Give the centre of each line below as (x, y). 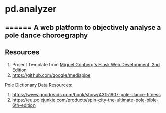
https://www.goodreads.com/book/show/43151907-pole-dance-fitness (86, 95)
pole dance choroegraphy (46, 35)
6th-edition (24, 105)
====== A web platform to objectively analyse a (83, 27)
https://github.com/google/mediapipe (51, 75)
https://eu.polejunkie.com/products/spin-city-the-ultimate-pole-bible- (85, 100)
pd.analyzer (31, 9)
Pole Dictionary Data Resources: (39, 85)
